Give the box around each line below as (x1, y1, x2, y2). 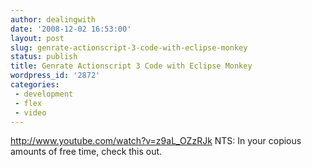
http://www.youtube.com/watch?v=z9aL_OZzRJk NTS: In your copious (10, 135, 302, 147)
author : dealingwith (10, 14, 97, 25)
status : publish (10, 52, 78, 62)
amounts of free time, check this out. (10, 146, 163, 158)
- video (14, 107, 47, 118)
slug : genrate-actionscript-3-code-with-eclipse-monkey (10, 42, 248, 53)
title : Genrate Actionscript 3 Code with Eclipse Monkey (10, 61, 253, 71)
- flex (14, 98, 43, 108)
